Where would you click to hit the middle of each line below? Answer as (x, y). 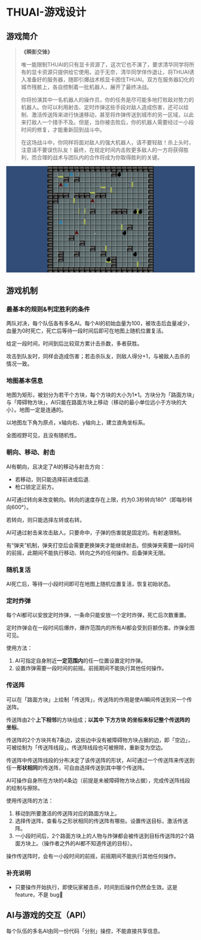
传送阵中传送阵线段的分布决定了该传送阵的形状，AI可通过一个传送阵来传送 (98, 760)
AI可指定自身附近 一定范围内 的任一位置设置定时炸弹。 (80, 661)
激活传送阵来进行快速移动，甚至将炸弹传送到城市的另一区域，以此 (113, 115)
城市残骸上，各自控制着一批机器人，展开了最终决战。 (86, 87)
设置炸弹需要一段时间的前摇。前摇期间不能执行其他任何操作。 (91, 668)
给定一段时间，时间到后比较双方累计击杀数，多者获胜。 (74, 344)
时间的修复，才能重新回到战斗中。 (63, 130)
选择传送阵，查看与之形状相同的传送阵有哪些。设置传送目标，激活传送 (101, 821)
